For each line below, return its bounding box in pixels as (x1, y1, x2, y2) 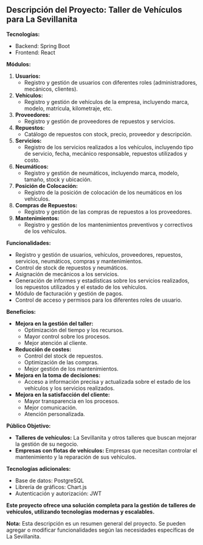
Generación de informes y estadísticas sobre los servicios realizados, (15, 277, 190, 284)
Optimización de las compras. (24, 358, 99, 366)
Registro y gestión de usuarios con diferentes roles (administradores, (24, 78, 198, 86)
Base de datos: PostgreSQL (15, 477, 84, 484)
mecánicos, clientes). (24, 85, 78, 92)
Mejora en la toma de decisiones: (15, 371, 101, 379)
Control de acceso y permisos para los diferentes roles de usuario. (15, 296, 182, 304)
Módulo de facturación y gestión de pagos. (15, 290, 123, 297)
